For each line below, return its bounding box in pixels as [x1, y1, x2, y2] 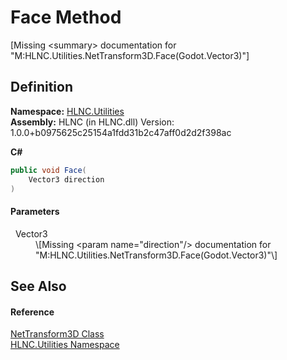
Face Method [10, 6, 122, 29]
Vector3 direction [28, 174, 105, 185]
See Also [10, 277, 67, 295]
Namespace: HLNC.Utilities [10, 105, 125, 117]
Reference [10, 306, 55, 318]
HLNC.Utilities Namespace [10, 339, 120, 351]
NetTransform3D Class [10, 328, 105, 340]
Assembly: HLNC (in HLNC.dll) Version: [10, 116, 175, 128]
